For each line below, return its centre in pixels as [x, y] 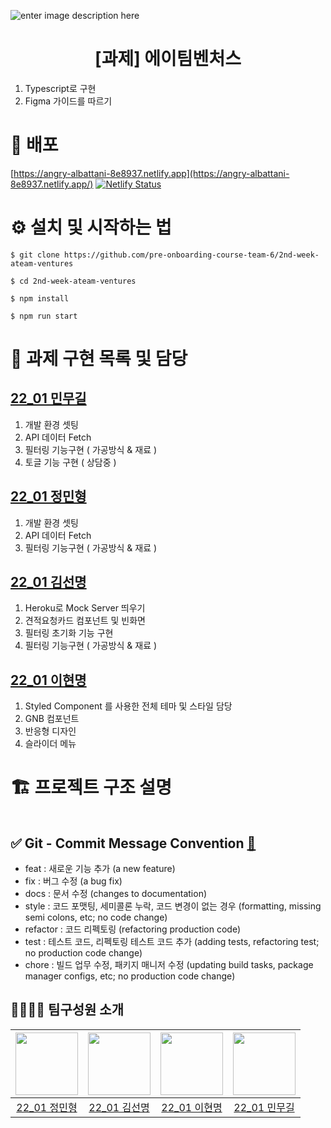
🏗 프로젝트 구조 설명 [91, 787]
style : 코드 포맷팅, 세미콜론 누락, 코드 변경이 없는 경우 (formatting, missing [173, 906]
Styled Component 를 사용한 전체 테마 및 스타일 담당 [128, 706]
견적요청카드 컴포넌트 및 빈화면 [85, 621]
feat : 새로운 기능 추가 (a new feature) [100, 868]
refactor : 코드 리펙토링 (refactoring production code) [133, 929]
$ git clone [35, 255]
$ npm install [40, 298]
